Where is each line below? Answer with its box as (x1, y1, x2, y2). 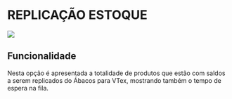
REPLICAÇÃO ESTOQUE (7, 7, 148, 23)
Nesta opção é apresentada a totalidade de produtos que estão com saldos (7, 69, 226, 77)
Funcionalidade (7, 50, 77, 62)
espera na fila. (7, 84, 49, 92)
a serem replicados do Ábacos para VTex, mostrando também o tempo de (7, 76, 221, 84)
